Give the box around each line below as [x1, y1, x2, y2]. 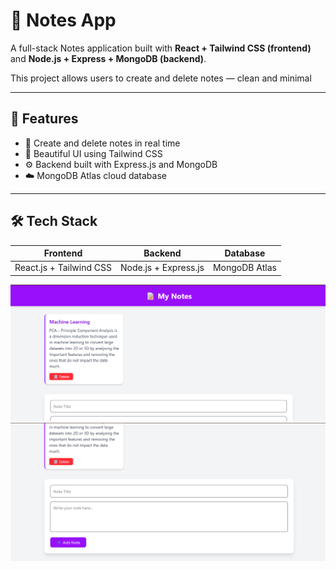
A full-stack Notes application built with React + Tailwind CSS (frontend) [10, 42, 312, 54]
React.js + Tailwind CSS [14, 262, 112, 274]
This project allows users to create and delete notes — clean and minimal [10, 72, 312, 84]
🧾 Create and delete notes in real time [24, 137, 181, 149]
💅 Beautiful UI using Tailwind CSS [24, 147, 163, 159]
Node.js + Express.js [119, 262, 205, 274]
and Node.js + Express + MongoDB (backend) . [10, 52, 207, 64]
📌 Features [10, 110, 79, 128]
